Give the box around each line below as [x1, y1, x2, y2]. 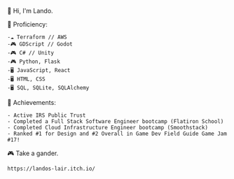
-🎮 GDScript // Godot [7, 41, 73, 48]
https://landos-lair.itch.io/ [7, 165, 96, 172]
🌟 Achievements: [7, 99, 56, 106]
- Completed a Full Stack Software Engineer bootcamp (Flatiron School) [7, 118, 224, 125]
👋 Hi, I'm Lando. [7, 7, 54, 15]
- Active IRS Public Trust [7, 112, 86, 119]
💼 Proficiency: [7, 20, 48, 28]
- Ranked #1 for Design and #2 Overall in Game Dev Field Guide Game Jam [7, 130, 228, 137]
